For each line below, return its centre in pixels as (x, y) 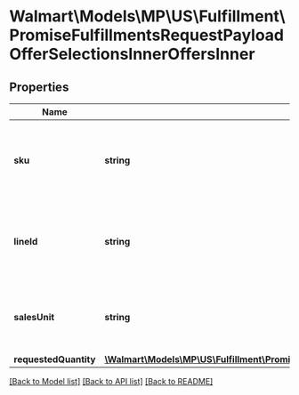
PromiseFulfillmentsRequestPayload (147, 35)
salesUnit (34, 317)
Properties (39, 87)
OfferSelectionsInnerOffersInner (132, 54)
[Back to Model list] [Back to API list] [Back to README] (111, 381)
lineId (26, 242)
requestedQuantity (55, 359)
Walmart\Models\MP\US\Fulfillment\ (148, 16)
